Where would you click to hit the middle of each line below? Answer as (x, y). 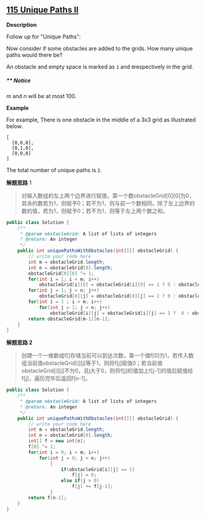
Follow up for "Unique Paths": (44, 37)
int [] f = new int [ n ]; (57, 441)
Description (22, 24)
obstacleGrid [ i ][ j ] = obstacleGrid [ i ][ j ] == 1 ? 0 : (120, 313)
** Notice (19, 81)
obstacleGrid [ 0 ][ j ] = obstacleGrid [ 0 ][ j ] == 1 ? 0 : (107, 296)
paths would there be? (34, 55)
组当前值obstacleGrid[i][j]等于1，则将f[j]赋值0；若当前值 (92, 363)
